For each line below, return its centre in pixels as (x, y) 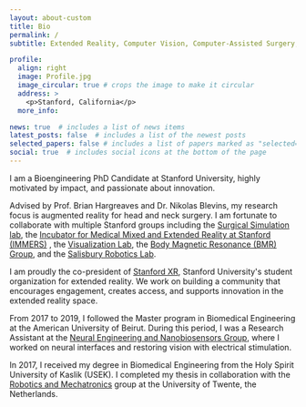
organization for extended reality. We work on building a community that (145, 281)
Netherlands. (34, 393)
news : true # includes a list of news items (97, 127)
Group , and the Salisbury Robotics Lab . (83, 254)
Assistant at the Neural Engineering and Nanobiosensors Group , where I (144, 337)
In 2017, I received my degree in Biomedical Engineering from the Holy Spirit (152, 364)
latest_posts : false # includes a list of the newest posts (128, 136)
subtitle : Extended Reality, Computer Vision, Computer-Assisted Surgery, (154, 43)
